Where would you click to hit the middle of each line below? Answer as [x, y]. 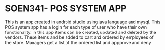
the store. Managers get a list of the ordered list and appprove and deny [78, 42]
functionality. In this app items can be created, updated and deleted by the [81, 32]
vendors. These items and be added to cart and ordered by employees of [79, 37]
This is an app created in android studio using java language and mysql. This [83, 22]
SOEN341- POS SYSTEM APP [66, 8]
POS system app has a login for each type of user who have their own [76, 27]
